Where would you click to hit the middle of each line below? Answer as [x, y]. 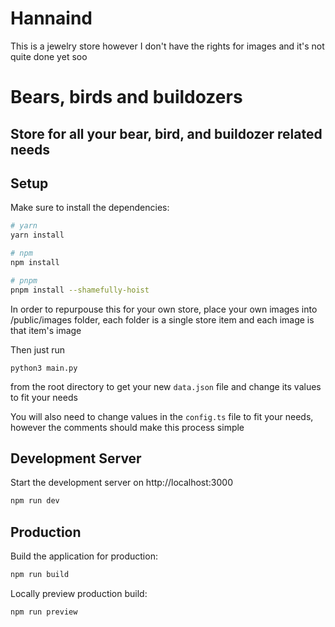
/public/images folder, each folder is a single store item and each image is [162, 319]
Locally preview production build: [79, 593]
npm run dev [35, 501]
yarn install [37, 235]
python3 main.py [44, 368]
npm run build [40, 575]
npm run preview [44, 612]
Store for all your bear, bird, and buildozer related [166, 133]
